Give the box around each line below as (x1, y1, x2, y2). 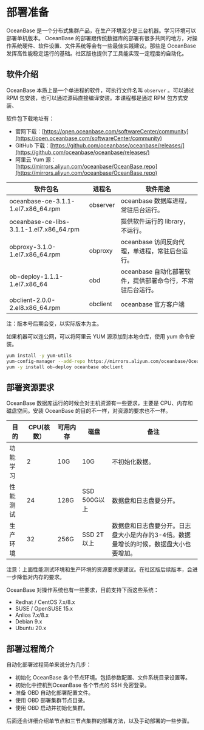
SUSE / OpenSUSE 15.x (15, 605, 73, 612)
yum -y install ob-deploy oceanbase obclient (6, 363, 123, 370)
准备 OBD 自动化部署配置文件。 (15, 689, 94, 696)
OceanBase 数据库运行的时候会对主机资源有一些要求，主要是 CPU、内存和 (6, 399, 193, 407)
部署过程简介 (6, 644, 55, 654)
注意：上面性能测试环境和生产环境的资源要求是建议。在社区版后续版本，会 (6, 566, 192, 573)
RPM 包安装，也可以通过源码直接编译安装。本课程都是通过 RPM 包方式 (6, 94, 183, 101)
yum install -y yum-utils (6, 353, 72, 359)
